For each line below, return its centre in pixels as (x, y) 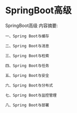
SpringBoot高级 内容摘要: (32, 25)
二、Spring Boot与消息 (27, 46)
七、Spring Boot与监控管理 (31, 95)
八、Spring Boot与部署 (27, 105)
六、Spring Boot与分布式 (29, 85)
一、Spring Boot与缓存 (27, 36)
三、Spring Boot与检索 (27, 56)
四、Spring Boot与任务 (27, 66)
